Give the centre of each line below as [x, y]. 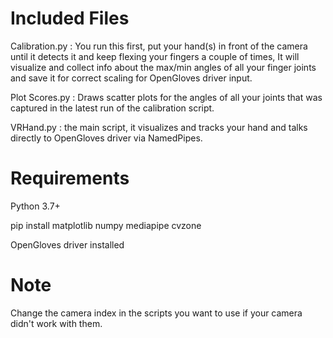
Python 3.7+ [35, 206]
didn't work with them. [56, 323]
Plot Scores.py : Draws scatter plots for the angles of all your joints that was [166, 97]
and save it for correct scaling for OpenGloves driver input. [131, 78]
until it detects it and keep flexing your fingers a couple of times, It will [155, 56]
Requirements [70, 178]
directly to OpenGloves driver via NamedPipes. [106, 138]
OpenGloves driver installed [67, 244]
